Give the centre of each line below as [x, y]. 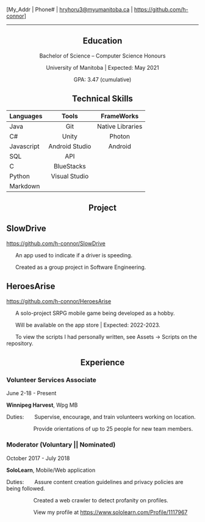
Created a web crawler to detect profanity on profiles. [101, 500]
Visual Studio [70, 176]
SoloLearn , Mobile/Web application [51, 470]
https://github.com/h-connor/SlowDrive [56, 243]
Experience [103, 362]
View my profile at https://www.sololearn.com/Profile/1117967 [110, 512]
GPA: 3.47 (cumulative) [103, 79]
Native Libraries [120, 126]
